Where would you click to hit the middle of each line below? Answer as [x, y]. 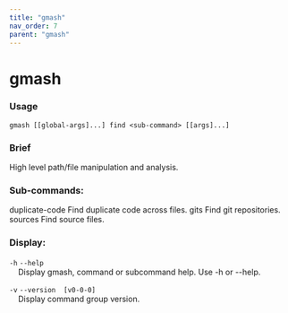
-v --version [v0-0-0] [53, 290]
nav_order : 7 [34, 26]
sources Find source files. [57, 220]
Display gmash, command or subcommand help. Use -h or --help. [139, 272]
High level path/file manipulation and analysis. [94, 168]
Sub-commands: [47, 191]
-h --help [27, 263]
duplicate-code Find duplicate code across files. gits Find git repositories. [145, 210]
